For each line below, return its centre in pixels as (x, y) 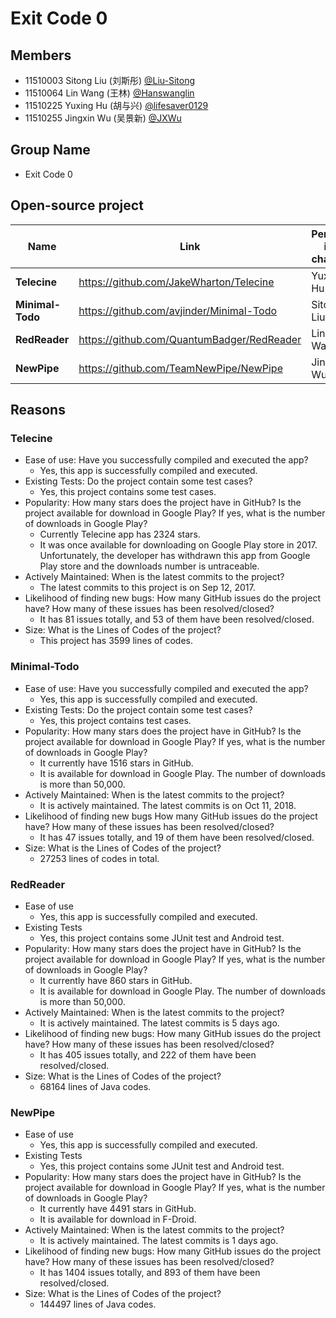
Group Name (50, 150)
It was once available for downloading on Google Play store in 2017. (178, 545)
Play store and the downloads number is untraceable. (149, 566)
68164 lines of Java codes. (95, 1086)
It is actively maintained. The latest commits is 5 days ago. (159, 1023)
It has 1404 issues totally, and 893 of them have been (150, 1273)
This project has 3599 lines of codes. (116, 641)
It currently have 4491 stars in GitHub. (118, 1209)
